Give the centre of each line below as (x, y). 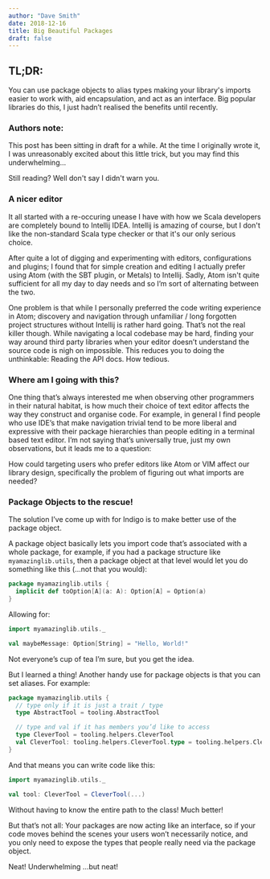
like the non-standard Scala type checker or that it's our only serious (122, 233)
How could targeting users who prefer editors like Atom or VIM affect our (129, 464)
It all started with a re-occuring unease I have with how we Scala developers (135, 216)
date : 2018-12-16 (37, 23)
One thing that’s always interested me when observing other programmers (131, 397)
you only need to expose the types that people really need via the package (132, 842)
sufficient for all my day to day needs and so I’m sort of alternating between (134, 283)
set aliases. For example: (49, 683)
